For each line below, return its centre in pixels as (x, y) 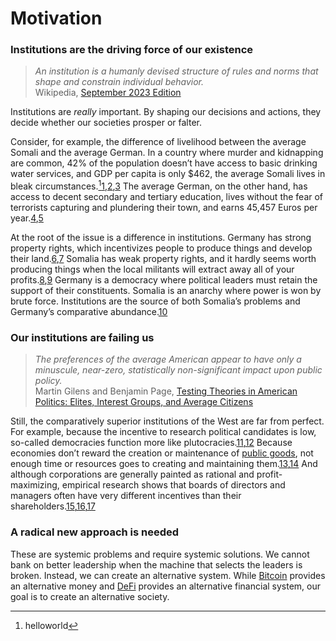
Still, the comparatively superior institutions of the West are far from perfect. (167, 421)
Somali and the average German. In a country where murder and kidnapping (167, 153)
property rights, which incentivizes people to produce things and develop (161, 248)
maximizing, (35, 485)
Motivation (56, 18)
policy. (48, 381)
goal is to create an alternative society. (90, 596)
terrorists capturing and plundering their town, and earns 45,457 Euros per (164, 208)
